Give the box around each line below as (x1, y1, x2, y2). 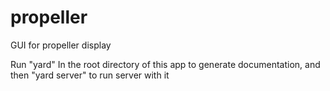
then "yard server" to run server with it (10, 69, 170, 81)
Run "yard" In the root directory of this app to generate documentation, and (10, 58, 321, 70)
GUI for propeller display (10, 39, 112, 51)
